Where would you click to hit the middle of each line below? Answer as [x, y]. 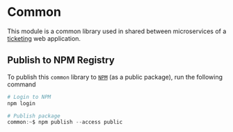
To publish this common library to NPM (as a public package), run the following [115, 77]
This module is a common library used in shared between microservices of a [117, 31]
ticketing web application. [44, 38]
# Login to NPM [29, 97]
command [22, 84]
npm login [22, 103]
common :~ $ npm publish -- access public [65, 122]
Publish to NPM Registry [61, 60]
